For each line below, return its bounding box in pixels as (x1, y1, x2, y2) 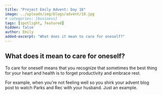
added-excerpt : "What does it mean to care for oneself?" (5, 34, 125, 39)
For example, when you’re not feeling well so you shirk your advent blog (5, 79, 149, 85)
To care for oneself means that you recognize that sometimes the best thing (5, 65, 157, 71)
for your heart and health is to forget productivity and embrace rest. (5, 70, 141, 76)
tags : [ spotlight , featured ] (5, 20, 64, 26)
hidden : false (5, 25, 34, 30)
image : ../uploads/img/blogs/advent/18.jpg (5, 12, 95, 16)
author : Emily (5, 30, 34, 34)
